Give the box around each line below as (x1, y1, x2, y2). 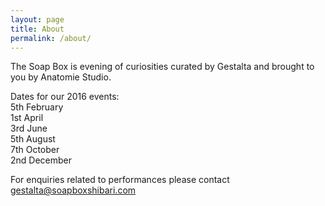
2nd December (10, 154, 73, 166)
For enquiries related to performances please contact (10, 174, 230, 186)
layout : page (10, 14, 65, 25)
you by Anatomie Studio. (10, 71, 112, 83)
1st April (10, 112, 44, 124)
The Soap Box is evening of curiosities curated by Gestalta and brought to (10, 61, 315, 73)
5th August (10, 133, 56, 145)
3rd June (10, 122, 48, 135)
